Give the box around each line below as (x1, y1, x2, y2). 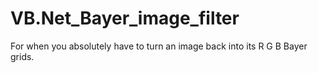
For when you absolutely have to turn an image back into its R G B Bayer (10, 40, 308, 52)
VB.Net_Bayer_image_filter (10, 7, 240, 30)
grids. (10, 50, 35, 62)
